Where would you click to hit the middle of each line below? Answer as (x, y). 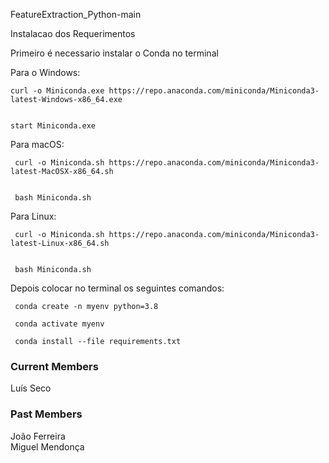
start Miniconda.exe (53, 126)
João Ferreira (38, 436)
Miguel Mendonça (47, 446)
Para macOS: (37, 144)
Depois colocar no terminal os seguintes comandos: (117, 288)
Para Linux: (33, 216)
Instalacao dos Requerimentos (73, 33)
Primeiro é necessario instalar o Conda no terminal (114, 53)
